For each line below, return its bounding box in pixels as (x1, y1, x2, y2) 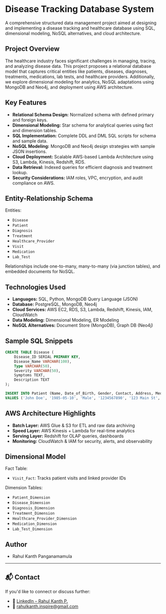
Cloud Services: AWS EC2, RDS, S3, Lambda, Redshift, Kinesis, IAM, (12, 307, 153, 313)
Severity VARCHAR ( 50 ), (14, 368, 61, 373)
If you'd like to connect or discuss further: (5, 589, 90, 594)
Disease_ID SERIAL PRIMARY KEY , (14, 354, 81, 359)
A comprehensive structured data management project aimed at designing (5, 20, 157, 26)
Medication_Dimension (12, 521, 57, 526)
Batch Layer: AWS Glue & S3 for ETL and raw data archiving (12, 422, 135, 428)
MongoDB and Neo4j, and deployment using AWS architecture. (5, 84, 133, 90)
